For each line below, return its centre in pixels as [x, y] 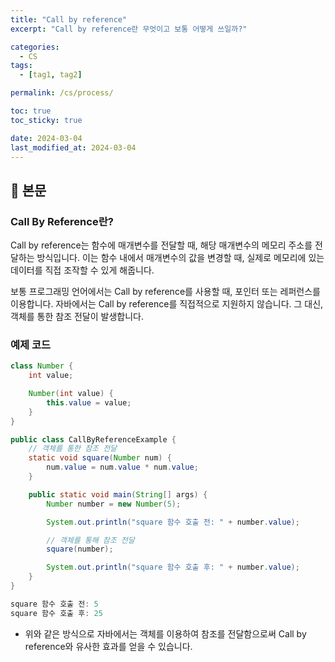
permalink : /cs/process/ [62, 93]
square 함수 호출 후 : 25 [56, 613]
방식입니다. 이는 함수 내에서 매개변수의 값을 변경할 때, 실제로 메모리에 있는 [180, 258]
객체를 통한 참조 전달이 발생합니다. [77, 317]
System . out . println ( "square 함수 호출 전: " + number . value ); [173, 522]
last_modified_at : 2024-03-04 [73, 147]
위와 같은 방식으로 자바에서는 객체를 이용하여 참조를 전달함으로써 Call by [165, 633]
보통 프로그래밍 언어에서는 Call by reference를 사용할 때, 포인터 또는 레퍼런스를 [165, 292]
